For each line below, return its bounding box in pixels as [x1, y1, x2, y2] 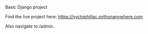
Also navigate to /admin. [5, 23, 55, 29]
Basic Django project [5, 4, 48, 10]
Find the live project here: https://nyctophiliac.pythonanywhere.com [5, 14, 143, 19]
